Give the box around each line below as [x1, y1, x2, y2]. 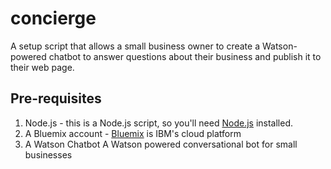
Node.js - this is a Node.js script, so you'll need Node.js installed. [24, 117, 294, 129]
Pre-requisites [10, 90, 102, 107]
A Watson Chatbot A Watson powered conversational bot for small [24, 138, 298, 150]
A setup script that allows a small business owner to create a [10, 40, 261, 52]
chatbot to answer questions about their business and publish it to [48, 50, 322, 62]
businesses [24, 148, 73, 161]
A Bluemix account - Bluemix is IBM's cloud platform [24, 127, 242, 139]
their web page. [10, 61, 75, 73]
